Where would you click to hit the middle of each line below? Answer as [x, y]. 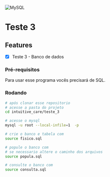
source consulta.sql [26, 170]
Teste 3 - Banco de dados [38, 57]
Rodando [16, 93]
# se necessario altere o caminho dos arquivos [54, 152]
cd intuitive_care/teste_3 [32, 112]
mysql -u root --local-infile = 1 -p [42, 125]
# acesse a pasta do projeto [34, 107]
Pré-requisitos [22, 70]
